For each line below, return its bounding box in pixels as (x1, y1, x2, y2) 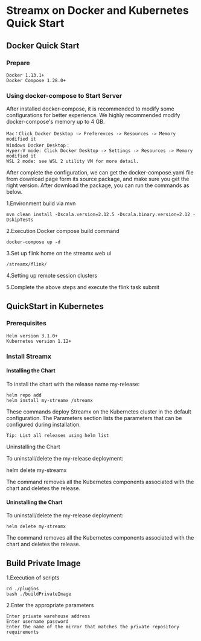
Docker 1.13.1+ (6, 72, 45, 78)
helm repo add (6, 392, 42, 398)
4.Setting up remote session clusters (6, 272, 98, 279)
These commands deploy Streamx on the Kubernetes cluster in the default (6, 408, 191, 415)
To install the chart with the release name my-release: (6, 380, 140, 387)
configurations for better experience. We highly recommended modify (6, 112, 180, 119)
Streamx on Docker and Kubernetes (6, 4, 189, 18)
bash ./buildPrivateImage (6, 591, 71, 597)
